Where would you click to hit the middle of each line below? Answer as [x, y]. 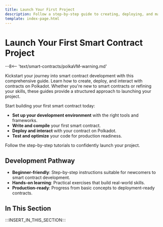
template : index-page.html [32, 18]
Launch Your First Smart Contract [74, 43]
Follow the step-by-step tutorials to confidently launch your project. [73, 145]
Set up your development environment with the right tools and [75, 115]
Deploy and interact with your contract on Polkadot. [64, 131]
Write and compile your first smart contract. [56, 126]
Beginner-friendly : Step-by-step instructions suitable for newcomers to [84, 173]
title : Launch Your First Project [40, 9]
